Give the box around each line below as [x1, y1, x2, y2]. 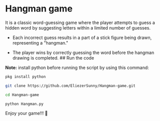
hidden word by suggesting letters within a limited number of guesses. [5, 24, 151, 30]
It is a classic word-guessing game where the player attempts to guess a [5, 19, 155, 25]
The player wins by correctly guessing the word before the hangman [12, 49, 154, 55]
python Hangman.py [5, 101, 44, 106]
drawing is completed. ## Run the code [12, 54, 94, 60]
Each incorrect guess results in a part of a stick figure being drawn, [12, 34, 152, 40]
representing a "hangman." [12, 39, 69, 45]
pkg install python [5, 74, 46, 79]
